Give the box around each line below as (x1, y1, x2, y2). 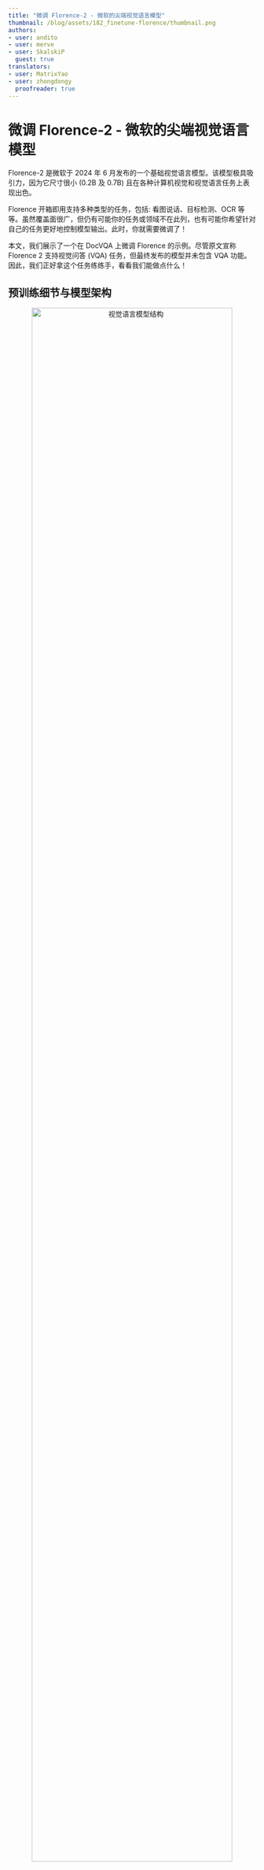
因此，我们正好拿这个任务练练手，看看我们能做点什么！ (8, 261, 187, 270)
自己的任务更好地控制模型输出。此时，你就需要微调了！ (8, 224, 187, 234)
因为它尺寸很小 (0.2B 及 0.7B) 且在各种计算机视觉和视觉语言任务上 (28, 178, 244, 187)
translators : (8, 63, 51, 71)
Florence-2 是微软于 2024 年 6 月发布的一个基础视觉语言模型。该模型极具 (8, 168, 247, 178)
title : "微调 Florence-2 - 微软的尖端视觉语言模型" (8, 11, 166, 20)
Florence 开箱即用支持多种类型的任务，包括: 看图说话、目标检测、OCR (8, 205, 236, 214)
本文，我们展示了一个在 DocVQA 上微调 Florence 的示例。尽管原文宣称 (8, 241, 237, 250)
